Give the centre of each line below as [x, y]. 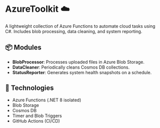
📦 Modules [23, 48]
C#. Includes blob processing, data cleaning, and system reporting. [74, 31]
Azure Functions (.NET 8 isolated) [47, 100]
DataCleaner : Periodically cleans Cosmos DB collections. [71, 67]
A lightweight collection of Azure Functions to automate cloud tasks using [80, 26]
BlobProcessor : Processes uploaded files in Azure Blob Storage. [78, 62]
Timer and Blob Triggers [37, 116]
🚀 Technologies [29, 88]
